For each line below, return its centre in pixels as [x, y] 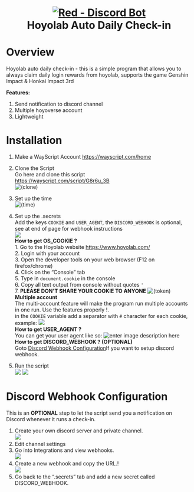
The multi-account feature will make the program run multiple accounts [101, 304]
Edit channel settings [40, 444]
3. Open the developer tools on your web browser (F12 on [85, 260]
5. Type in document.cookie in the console [65, 278]
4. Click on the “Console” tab [50, 272]
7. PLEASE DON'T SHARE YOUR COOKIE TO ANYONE [80, 291]
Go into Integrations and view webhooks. [64, 450]
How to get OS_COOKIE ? [46, 241]
